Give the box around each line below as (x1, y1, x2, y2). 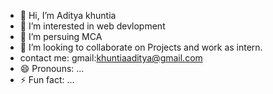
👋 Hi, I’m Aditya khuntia (19, 10, 117, 21)
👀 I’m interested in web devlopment (19, 20, 166, 32)
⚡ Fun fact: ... (19, 74, 75, 85)
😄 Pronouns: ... (19, 63, 85, 74)
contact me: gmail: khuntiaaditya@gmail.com (19, 52, 203, 64)
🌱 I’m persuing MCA (19, 31, 103, 42)
